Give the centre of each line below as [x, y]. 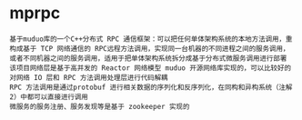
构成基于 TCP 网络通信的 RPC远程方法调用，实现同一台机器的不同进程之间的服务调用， [150, 48]
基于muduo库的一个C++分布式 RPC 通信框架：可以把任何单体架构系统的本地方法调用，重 [151, 39]
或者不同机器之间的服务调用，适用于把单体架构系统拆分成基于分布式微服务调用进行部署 [148, 58]
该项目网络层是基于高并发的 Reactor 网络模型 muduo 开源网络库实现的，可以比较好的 [151, 68]
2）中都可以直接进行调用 [49, 97]
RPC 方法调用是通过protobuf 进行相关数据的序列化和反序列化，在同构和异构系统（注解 [151, 87]
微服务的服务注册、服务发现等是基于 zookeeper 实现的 [100, 106]
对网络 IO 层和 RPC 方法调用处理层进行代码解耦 [89, 77]
